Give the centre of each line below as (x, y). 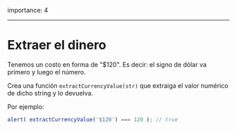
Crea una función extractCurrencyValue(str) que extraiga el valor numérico (118, 85)
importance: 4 (28, 10)
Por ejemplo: (26, 106)
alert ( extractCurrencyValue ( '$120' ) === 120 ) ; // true (93, 119)
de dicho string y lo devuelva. (50, 93)
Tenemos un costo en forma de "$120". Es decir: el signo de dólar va (107, 64)
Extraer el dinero (57, 45)
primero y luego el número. (47, 72)
